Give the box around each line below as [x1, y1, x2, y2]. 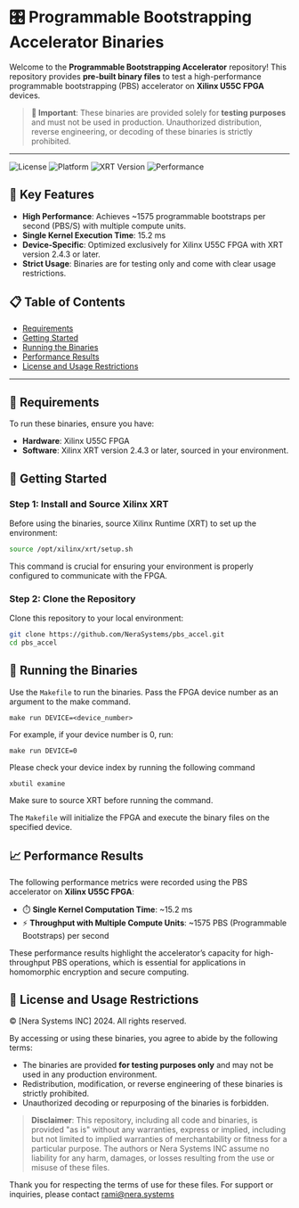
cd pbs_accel [9, 638, 58, 647]
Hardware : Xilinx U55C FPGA [21, 436, 130, 447]
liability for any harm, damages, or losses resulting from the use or [30, 1153, 275, 1163]
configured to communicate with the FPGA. [9, 570, 167, 580]
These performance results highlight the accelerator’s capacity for [9, 947, 253, 958]
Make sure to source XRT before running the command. [9, 794, 214, 805]
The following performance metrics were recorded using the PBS [9, 876, 247, 887]
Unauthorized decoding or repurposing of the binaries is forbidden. [21, 1097, 270, 1108]
